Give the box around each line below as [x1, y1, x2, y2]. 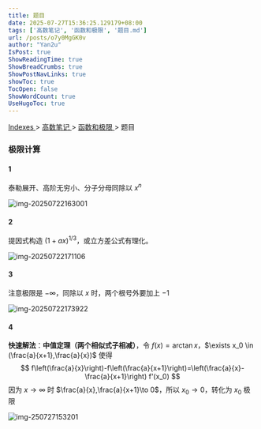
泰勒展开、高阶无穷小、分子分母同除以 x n [8, 182, 142, 192]
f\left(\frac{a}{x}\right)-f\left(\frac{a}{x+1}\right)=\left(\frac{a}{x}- [31, 363, 245, 373]
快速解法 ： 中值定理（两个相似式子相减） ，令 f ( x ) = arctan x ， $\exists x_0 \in [8, 341, 254, 350]
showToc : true [8, 77, 55, 85]
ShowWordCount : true [8, 92, 76, 100]
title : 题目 [8, 11, 45, 20]
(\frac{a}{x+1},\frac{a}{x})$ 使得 [8, 351, 113, 360]
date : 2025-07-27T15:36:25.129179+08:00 [8, 19, 144, 27]
